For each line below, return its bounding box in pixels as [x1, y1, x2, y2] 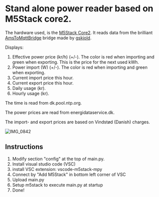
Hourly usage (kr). [12, 90, 50, 96]
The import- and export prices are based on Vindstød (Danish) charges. [5, 119, 150, 125]
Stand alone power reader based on [5, 3, 154, 14]
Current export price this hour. [12, 80, 74, 86]
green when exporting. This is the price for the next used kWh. [12, 59, 139, 65]
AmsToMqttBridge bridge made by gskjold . [5, 35, 92, 41]
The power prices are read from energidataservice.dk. [5, 109, 115, 115]
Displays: [5, 44, 24, 50]
